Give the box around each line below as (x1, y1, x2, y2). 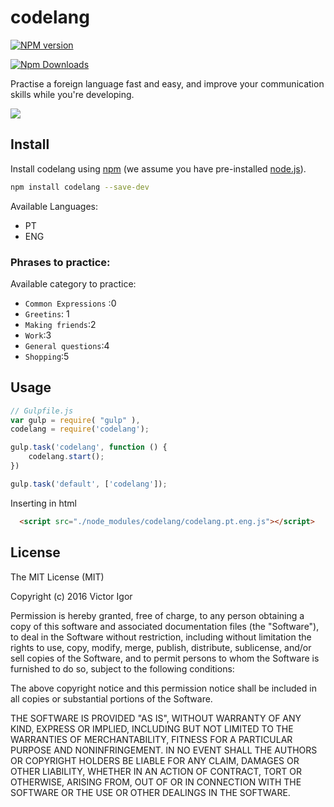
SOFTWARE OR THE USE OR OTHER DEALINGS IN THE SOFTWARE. (10, 786, 291, 798)
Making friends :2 (24, 318, 97, 330)
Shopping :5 (24, 350, 70, 362)
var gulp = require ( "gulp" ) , (10, 415, 141, 425)
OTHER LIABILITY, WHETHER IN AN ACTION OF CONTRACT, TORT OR (10, 765, 302, 777)
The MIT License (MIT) (10, 571, 105, 583)
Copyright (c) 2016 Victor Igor (10, 590, 133, 602)
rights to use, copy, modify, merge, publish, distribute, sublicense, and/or (10, 641, 312, 653)
